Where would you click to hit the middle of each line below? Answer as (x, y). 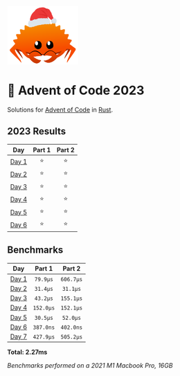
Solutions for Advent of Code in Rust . (60, 109)
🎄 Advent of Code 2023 (76, 90)
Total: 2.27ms (27, 352)
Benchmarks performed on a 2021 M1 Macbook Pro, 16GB (90, 365)
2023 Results (37, 131)
